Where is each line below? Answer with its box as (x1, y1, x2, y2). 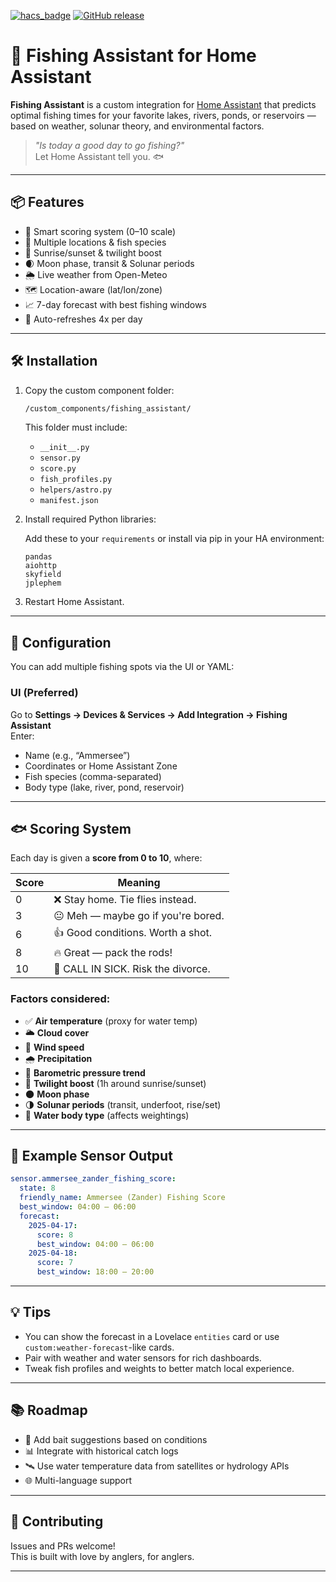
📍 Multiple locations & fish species (24, 236, 167, 248)
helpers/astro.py (39, 485, 113, 495)
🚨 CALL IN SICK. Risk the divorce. (53, 962, 211, 976)
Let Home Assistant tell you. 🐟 (34, 150, 164, 162)
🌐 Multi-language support (24, 1474, 133, 1486)
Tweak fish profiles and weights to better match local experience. (24, 1362, 295, 1374)
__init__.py (39, 443, 90, 453)
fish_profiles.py (39, 475, 113, 485)
